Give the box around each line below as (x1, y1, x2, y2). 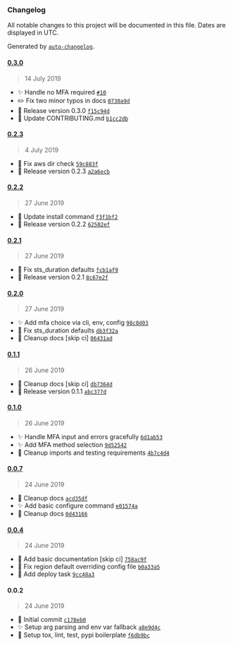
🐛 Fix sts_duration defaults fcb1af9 (17, 265, 118, 274)
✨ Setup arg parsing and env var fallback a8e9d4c (17, 623, 161, 631)
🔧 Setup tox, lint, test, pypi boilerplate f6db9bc (17, 630, 150, 640)
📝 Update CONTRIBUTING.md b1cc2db (17, 114, 129, 122)
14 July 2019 (24, 74, 61, 83)
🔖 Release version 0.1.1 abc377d (17, 387, 107, 395)
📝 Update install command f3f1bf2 (17, 212, 118, 220)
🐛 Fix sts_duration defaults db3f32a (17, 326, 118, 335)
